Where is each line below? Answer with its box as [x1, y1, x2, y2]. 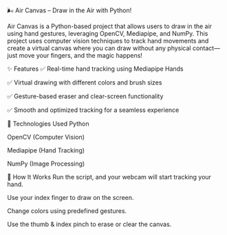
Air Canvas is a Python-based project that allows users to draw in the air [7, 22, 212, 30]
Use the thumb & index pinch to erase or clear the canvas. [7, 220, 172, 228]
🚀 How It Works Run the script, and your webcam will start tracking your [7, 173, 212, 181]
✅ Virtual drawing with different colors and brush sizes [7, 78, 162, 87]
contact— [192, 44, 220, 52]
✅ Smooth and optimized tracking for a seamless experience [7, 106, 180, 114]
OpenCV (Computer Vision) [7, 133, 85, 141]
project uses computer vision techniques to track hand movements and [7, 37, 209, 45]
